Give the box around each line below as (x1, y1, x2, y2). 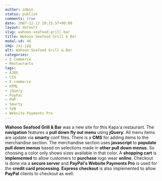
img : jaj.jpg (5, 43, 31, 48)
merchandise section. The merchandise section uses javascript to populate (5, 139, 157, 146)
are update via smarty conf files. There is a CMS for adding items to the (5, 134, 149, 140)
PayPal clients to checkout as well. (5, 170, 74, 176)
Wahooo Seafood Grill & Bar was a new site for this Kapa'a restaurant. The (5, 124, 154, 130)
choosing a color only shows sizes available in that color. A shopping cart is (5, 150, 157, 156)
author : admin (5, 7, 34, 12)
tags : (5, 66, 16, 71)
